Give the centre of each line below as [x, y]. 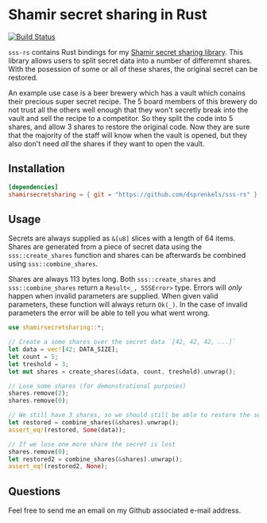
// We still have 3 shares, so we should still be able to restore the [129, 416]
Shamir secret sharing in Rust [108, 15]
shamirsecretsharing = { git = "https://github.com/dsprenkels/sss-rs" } [133, 194]
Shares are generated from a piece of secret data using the [105, 247]
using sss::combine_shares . [53, 263]
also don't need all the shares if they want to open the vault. [106, 143]
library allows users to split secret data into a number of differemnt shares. [130, 60]
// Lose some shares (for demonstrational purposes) [97, 386]
